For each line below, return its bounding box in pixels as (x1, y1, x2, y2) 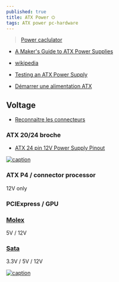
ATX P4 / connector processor (6, 171, 96, 180)
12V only (6, 184, 27, 192)
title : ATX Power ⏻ (6, 14, 55, 20)
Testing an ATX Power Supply (14, 71, 88, 78)
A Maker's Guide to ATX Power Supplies (14, 48, 114, 55)
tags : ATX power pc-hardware (6, 20, 79, 26)
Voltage (6, 100, 36, 110)
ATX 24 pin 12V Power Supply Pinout (14, 144, 105, 151)
